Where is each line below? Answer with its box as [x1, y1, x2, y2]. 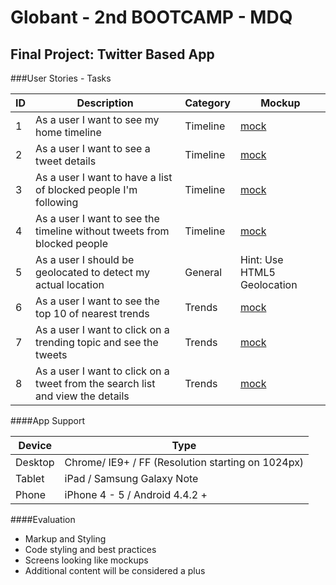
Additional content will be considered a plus [24, 565, 206, 576]
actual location [35, 278, 105, 291]
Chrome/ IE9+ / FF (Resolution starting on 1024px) [64, 456, 305, 469]
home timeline [35, 126, 102, 139]
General [184, 266, 223, 279]
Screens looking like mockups [24, 554, 149, 566]
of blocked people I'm [35, 183, 138, 196]
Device [18, 439, 53, 452]
